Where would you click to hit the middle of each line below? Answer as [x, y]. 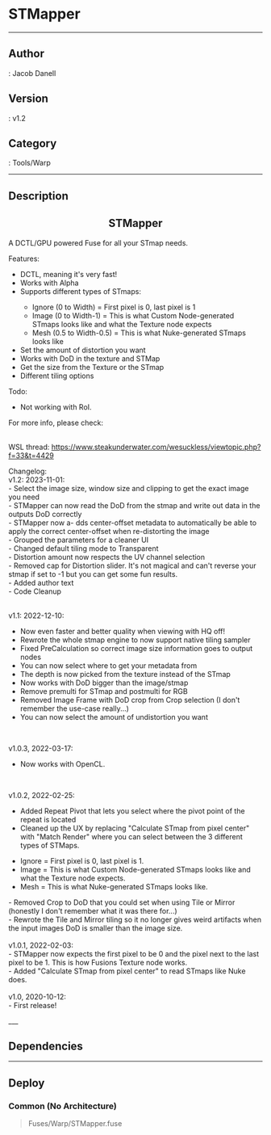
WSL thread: [29, 447]
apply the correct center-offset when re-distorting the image [109, 531]
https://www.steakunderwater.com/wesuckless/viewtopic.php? [156, 447]
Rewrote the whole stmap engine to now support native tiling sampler [135, 640]
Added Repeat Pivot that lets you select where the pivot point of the [132, 811]
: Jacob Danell [32, 73]
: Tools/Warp [29, 163]
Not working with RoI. [56, 407]
